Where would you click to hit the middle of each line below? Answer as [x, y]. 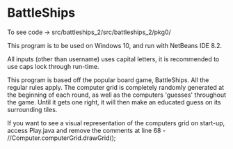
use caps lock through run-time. [53, 66]
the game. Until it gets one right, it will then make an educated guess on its [114, 102]
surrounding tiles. [32, 109]
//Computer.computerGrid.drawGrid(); [62, 138]
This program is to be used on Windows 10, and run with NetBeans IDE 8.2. [115, 45]
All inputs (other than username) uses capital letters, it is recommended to [113, 59]
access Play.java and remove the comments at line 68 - [86, 130]
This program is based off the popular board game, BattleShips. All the [108, 80]
